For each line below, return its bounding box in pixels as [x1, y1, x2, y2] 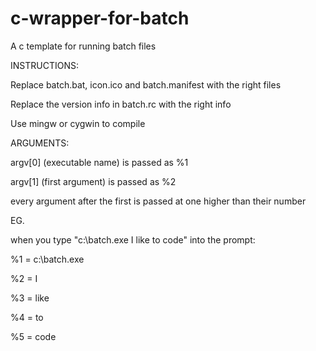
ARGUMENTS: [10, 137, 70, 149]
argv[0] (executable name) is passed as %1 [10, 156, 189, 168]
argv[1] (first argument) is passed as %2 [10, 175, 177, 187]
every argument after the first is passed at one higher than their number [10, 195, 307, 207]
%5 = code [10, 330, 57, 342]
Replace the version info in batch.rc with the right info [10, 98, 232, 110]
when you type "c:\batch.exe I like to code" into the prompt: [10, 233, 256, 246]
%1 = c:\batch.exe [10, 253, 85, 265]
